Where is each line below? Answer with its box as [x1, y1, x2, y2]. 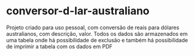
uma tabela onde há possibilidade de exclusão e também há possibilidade [6, 36, 189, 43]
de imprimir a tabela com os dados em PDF [6, 43, 113, 50]
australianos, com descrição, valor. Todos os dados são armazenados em [6, 30, 188, 37]
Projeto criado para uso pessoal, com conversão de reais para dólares [6, 24, 180, 31]
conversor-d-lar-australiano [6, 4, 150, 18]
